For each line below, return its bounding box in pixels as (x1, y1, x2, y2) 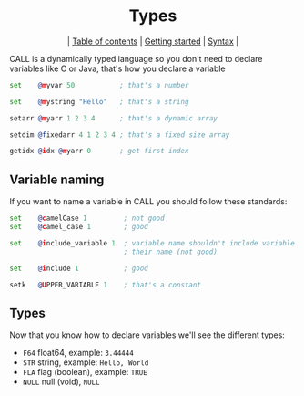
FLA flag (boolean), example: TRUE (22, 367, 147, 378)
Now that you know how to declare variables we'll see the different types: (9, 329, 285, 340)
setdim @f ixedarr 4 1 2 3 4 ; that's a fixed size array (9, 130, 230, 140)
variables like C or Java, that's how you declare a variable (9, 63, 226, 74)
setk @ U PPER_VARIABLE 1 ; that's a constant (9, 280, 202, 289)
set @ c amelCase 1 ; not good (9, 214, 166, 224)
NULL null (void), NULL (22, 376, 100, 388)
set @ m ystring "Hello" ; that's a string (9, 97, 189, 106)
